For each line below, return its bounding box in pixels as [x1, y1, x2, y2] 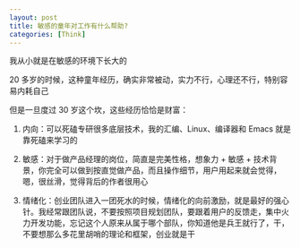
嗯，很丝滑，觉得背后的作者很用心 [21, 176, 149, 187]
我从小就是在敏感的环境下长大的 [9, 56, 127, 66]
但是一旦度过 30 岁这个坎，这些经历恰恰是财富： [9, 105, 189, 115]
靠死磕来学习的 [21, 135, 78, 146]
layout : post [9, 13, 58, 22]
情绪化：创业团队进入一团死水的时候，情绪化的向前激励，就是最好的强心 [21, 195, 289, 206]
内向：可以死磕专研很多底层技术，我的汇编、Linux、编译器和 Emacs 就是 [21, 124, 292, 134]
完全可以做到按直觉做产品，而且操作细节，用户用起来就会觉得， [46, 165, 282, 175]
